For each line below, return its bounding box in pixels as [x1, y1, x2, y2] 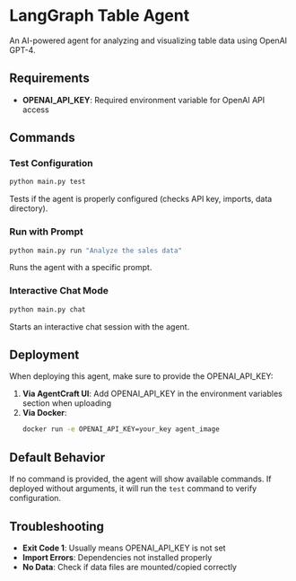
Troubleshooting [9, 518, 105, 534]
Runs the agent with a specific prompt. [9, 262, 152, 273]
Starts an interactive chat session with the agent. [9, 321, 190, 332]
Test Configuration [9, 157, 93, 170]
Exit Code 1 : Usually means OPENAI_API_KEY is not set [22, 542, 226, 553]
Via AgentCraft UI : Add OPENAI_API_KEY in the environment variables [22, 388, 283, 400]
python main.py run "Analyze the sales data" [9, 246, 182, 255]
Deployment [9, 348, 80, 363]
